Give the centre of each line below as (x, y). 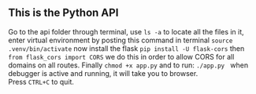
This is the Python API (63, 13)
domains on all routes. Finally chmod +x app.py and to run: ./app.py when (128, 65)
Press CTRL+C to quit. (41, 81)
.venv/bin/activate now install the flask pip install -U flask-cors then (126, 48)
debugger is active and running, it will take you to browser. (103, 73)
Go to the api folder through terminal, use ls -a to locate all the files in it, (126, 31)
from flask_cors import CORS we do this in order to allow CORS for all (121, 56)
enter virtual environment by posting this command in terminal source (121, 40)
